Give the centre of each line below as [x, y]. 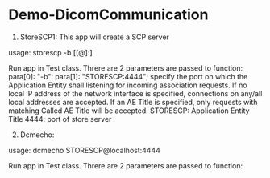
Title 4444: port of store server [60, 119]
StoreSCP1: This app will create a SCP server [94, 37]
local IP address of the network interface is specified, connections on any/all [135, 93]
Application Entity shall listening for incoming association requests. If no [128, 85]
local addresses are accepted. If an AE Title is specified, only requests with [133, 102]
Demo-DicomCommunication [108, 15]
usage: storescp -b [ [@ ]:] [50, 52]
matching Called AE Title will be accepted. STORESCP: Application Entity [129, 111]
